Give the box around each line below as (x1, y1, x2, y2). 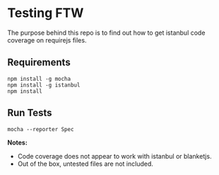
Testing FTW (7, 5, 84, 21)
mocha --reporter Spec (7, 125, 74, 132)
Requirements (7, 57, 71, 69)
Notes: (7, 138, 28, 147)
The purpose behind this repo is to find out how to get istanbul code (7, 28, 206, 37)
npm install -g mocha (7, 75, 71, 82)
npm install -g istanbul (7, 81, 81, 89)
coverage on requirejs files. (7, 35, 87, 44)
